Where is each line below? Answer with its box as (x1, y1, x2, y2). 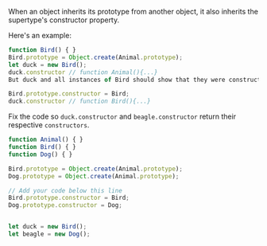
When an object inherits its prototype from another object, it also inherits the (8, 7, 258, 16)
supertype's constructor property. (8, 15, 120, 25)
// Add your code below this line (8, 186, 123, 194)
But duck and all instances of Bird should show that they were (8, 76, 226, 84)
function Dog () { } (8, 150, 73, 158)
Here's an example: (8, 31, 72, 40)
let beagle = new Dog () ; (8, 230, 91, 238)
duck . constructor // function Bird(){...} (8, 97, 151, 106)
